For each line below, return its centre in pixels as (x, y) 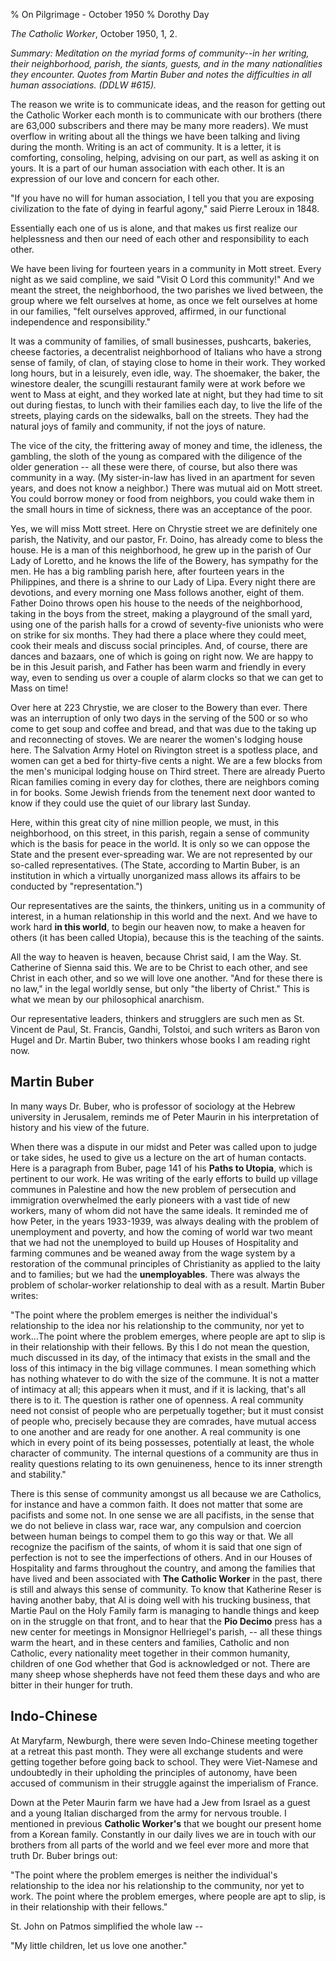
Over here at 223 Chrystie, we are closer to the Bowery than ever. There (159, 707)
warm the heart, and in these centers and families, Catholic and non (150, 1642)
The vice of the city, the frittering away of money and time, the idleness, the (166, 445)
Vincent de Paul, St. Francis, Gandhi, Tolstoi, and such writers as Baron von (165, 1029)
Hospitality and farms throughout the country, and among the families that (163, 1568)
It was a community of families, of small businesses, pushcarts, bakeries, (161, 341)
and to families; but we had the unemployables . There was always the (155, 1274)
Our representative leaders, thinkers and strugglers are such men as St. (157, 1018)
